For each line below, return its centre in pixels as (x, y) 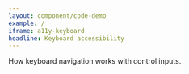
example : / (27, 23)
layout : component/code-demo (57, 16)
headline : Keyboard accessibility (67, 38)
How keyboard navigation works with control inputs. (95, 61)
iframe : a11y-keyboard (46, 31)
